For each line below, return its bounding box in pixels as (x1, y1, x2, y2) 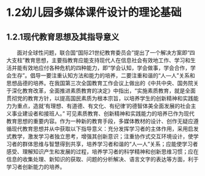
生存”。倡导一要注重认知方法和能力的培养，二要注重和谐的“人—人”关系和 (11, 72, 195, 79)
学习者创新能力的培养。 (6, 163, 65, 171)
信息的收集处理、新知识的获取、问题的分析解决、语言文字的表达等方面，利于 (6, 156, 199, 163)
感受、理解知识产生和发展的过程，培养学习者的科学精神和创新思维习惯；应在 (6, 148, 199, 155)
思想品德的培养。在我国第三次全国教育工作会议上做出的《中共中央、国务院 (6, 80, 193, 86)
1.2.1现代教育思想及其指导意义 (6, 32, 120, 42)
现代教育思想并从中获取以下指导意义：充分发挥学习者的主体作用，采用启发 (11, 125, 199, 132)
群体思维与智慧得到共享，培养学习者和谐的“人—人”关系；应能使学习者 (22, 141, 198, 147)
